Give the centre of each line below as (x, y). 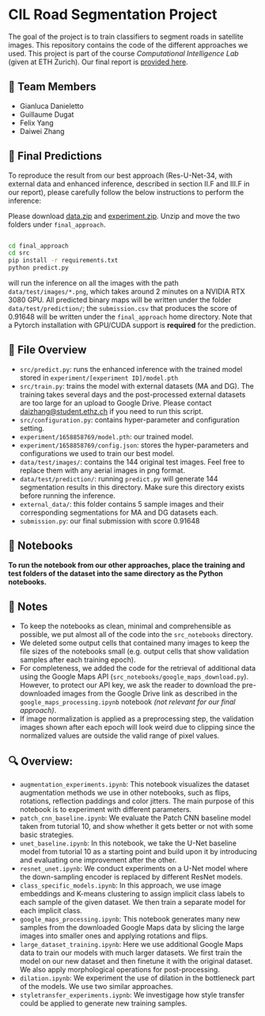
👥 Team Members (52, 87)
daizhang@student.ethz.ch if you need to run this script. (112, 411)
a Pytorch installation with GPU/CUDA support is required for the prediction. (132, 325)
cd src (19, 253)
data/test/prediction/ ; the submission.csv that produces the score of (123, 309)
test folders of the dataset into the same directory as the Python (116, 573)
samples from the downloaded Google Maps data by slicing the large (132, 928)
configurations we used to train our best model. (97, 453)
